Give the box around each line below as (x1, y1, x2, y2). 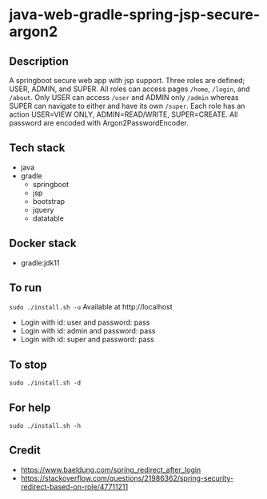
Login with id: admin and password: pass (20, 326, 156, 336)
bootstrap (32, 196, 66, 206)
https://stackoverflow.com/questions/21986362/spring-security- (20, 473, 234, 483)
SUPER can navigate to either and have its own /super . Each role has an (9, 102, 245, 110)
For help (9, 401, 51, 414)
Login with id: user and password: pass (20, 317, 150, 327)
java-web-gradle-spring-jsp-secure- (9, 6, 261, 24)
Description (9, 54, 69, 68)
